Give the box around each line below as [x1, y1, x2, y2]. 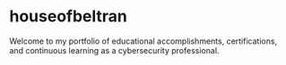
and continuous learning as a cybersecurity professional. [9, 45, 220, 55]
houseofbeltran [9, 6, 127, 27]
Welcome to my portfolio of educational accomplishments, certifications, [9, 36, 278, 46]
